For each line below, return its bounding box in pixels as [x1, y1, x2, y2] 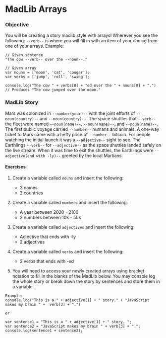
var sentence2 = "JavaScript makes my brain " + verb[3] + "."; [5, 324, 141, 329]
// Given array [5, 66, 37, 71]
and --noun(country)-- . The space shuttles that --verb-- [39, 115, 156, 121]
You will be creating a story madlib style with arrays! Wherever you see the [5, 32, 158, 38]
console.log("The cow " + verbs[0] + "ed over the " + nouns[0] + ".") [5, 83, 156, 88]
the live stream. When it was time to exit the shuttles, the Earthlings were [5, 147, 154, 153]
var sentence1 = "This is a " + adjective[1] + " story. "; [5, 319, 132, 324]
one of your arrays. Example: [5, 43, 64, 49]
